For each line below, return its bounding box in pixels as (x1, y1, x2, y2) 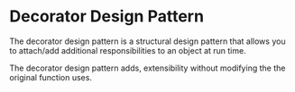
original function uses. (9, 71, 93, 82)
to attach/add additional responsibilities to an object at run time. (9, 45, 246, 55)
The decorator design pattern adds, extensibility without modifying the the (9, 63, 286, 73)
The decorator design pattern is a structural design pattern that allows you (9, 36, 286, 46)
